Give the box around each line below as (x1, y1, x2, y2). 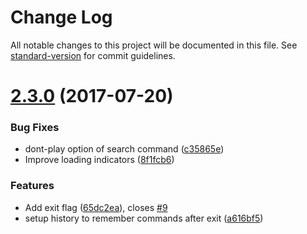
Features (10, 179, 55, 193)
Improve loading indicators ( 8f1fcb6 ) (24, 154, 175, 166)
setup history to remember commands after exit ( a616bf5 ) (24, 212, 264, 224)
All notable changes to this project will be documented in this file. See (10, 39, 298, 51)
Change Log (10, 6, 113, 29)
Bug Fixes (10, 121, 60, 135)
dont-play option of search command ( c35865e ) (24, 143, 225, 155)
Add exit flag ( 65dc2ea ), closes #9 (24, 201, 168, 213)
